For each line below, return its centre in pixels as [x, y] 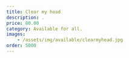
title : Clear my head [34, 12]
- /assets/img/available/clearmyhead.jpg [70, 40]
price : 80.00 [23, 23]
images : [16, 34]
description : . [25, 18]
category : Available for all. [45, 29]
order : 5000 [21, 46]
